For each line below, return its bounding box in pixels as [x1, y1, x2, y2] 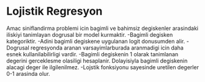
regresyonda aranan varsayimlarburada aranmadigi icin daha [30, 44, 184, 51]
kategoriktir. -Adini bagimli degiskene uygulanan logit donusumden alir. [6, 37, 185, 45]
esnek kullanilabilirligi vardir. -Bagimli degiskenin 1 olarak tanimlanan [6, 50, 179, 58]
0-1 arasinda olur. [6, 70, 50, 77]
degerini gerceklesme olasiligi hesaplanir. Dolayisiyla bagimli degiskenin [6, 57, 188, 64]
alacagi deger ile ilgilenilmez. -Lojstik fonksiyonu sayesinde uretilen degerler [6, 63, 199, 71]
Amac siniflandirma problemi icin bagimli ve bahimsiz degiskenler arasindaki [6, 24, 199, 32]
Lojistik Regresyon [6, 4, 103, 18]
